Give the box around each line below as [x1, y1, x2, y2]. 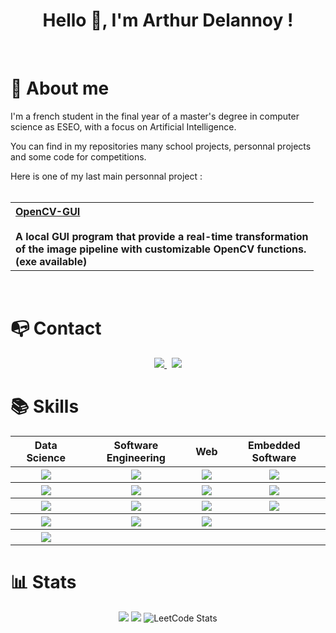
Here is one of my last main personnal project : [10, 170, 203, 182]
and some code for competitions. [10, 150, 147, 163]
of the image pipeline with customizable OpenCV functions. [15, 242, 307, 256]
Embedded [247, 438, 301, 452]
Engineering [106, 450, 166, 464]
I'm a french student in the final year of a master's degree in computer [10, 110, 300, 122]
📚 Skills [10, 395, 80, 418]
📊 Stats [10, 570, 77, 593]
